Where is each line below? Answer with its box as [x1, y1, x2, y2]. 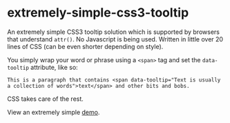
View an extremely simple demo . [7, 108, 100, 116]
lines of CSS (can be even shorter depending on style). [7, 42, 164, 50]
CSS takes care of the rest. [7, 95, 84, 103]
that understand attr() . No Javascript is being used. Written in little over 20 [7, 35, 223, 43]
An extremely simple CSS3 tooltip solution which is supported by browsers [7, 28, 220, 36]
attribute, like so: [30, 63, 78, 71]
